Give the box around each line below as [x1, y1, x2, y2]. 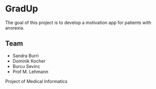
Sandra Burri [12, 52, 39, 58]
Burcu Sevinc [12, 63, 40, 69]
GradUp [5, 3, 39, 14]
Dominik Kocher [12, 58, 46, 64]
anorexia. [5, 24, 25, 30]
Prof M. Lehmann [12, 68, 49, 74]
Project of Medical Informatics [5, 78, 68, 84]
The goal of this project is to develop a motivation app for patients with [5, 19, 151, 25]
